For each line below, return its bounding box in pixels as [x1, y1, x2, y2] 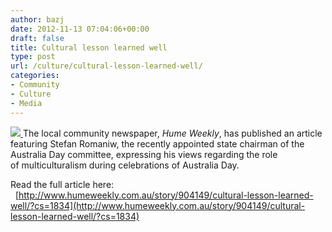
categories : [10, 71, 60, 81]
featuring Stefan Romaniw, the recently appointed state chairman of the [10, 137, 305, 150]
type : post [10, 52, 56, 62]
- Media [10, 98, 43, 108]
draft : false [10, 33, 65, 43]
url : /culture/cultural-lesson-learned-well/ [10, 61, 203, 71]
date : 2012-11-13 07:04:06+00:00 [10, 24, 150, 34]
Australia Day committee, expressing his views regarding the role [10, 148, 278, 160]
